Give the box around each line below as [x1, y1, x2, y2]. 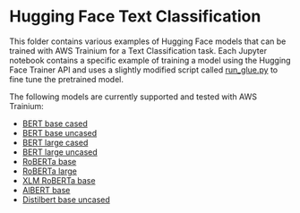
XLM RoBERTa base [21, 175, 96, 185]
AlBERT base [21, 184, 71, 195]
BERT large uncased [21, 146, 99, 158]
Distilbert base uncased [21, 194, 110, 205]
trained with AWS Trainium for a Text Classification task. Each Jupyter [9, 45, 267, 55]
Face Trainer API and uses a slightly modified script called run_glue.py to [9, 64, 279, 75]
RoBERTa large [21, 166, 78, 176]
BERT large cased [21, 137, 89, 148]
